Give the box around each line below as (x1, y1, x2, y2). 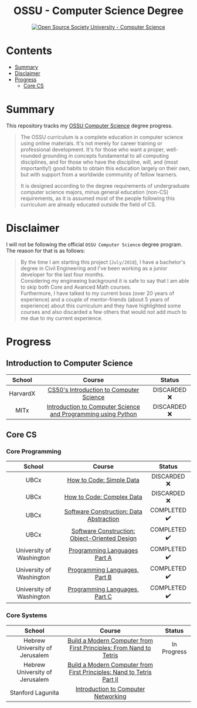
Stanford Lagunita (9, 688, 59, 696)
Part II (102, 675, 118, 683)
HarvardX (9, 389, 36, 397)
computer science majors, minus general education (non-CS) (20, 188, 169, 195)
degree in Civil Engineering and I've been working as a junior (20, 265, 168, 272)
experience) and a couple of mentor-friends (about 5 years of (20, 296, 169, 303)
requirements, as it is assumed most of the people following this (20, 195, 175, 202)
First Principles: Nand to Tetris (69, 668, 152, 676)
